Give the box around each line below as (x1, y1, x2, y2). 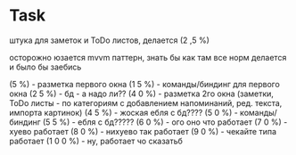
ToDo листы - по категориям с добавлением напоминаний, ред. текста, (9, 97, 283, 108)
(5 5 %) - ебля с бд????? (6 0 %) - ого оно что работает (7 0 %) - (42, 117, 288, 127)
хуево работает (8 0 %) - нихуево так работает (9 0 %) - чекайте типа (9, 126, 277, 136)
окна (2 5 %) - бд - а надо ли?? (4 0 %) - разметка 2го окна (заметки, (9, 88, 275, 99)
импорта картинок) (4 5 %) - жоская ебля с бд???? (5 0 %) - (9, 107, 238, 118)
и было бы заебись (9, 61, 82, 72)
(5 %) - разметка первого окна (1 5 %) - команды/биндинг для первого (9, 78, 281, 89)
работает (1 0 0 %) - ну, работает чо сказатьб (9, 135, 183, 146)
